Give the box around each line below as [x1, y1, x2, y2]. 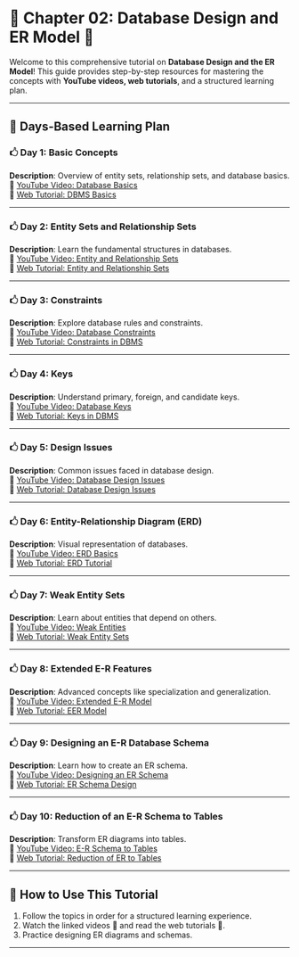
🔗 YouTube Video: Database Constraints [9, 327, 156, 338]
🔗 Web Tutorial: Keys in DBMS [9, 410, 119, 421]
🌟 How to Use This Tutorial [9, 887, 158, 902]
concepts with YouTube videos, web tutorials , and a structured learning [9, 75, 274, 86]
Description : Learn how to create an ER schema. [9, 760, 189, 771]
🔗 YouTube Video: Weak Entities [9, 622, 126, 632]
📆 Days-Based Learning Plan [9, 120, 171, 135]
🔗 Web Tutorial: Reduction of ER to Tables [9, 853, 162, 863]
